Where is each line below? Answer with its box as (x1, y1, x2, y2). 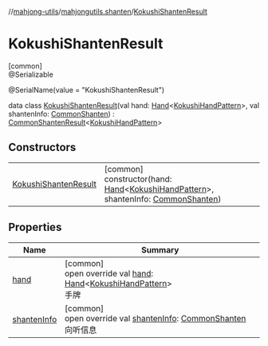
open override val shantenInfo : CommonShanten (65, 312, 246, 324)
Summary (140, 244, 179, 255)
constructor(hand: (104, 173, 172, 185)
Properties (8, 221, 62, 234)
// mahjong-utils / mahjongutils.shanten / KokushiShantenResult (8, 7, 207, 16)
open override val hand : (65, 268, 154, 279)
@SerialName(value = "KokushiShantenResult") (8, 85, 165, 94)
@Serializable (8, 70, 53, 79)
